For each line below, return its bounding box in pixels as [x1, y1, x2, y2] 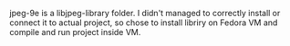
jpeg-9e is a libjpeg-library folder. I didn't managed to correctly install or [9, 8, 281, 18]
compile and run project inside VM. [9, 27, 141, 37]
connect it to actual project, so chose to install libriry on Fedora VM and [9, 17, 278, 28]
